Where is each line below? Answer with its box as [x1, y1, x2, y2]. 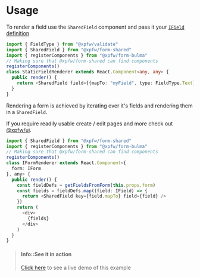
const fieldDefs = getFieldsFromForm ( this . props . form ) [17, 182, 156, 188]
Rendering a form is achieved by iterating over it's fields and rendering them [6, 102, 193, 109]
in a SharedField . [6, 108, 48, 115]
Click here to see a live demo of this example [20, 264, 131, 271]
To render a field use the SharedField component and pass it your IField [6, 23, 185, 30]
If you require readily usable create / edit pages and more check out [6, 120, 173, 127]
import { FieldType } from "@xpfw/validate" [6, 41, 118, 47]
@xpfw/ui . [6, 126, 32, 133]
